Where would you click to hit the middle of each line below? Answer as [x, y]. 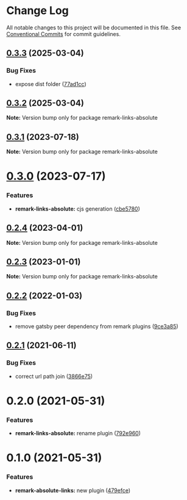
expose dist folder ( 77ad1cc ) [51, 84]
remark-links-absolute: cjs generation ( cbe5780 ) [77, 209]
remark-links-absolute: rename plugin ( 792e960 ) [78, 433]
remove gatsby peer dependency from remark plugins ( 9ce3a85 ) [97, 327]
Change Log [37, 11]
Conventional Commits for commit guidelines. [63, 34]
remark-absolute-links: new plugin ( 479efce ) [73, 490]
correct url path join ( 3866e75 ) [54, 376]
